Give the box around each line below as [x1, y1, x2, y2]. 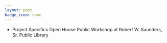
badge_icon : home [5, 12, 42, 17]
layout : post [5, 7, 33, 13]
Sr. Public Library [12, 32, 49, 38]
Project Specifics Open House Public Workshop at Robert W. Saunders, [12, 26, 162, 32]
